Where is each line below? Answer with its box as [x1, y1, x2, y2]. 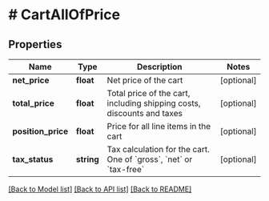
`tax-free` [106, 164, 145, 175]
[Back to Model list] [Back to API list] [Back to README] [8, 184, 192, 194]
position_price [12, 126, 69, 137]
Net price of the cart [106, 74, 183, 86]
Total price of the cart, [106, 88, 191, 98]
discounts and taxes [106, 108, 183, 119]
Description [136, 62, 183, 72]
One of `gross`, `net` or [106, 154, 193, 165]
